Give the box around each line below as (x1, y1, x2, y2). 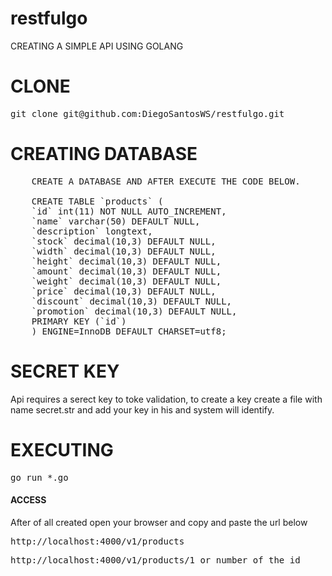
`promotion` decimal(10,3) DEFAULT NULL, (31, 305, 238, 317)
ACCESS (10, 494, 47, 506)
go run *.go (10, 472, 69, 483)
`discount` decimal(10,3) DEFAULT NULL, (31, 295, 233, 307)
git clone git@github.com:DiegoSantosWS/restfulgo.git (10, 108, 285, 119)
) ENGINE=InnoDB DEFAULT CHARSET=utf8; (31, 325, 227, 337)
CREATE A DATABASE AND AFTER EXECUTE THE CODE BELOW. (31, 175, 301, 187)
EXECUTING (10, 438, 114, 461)
